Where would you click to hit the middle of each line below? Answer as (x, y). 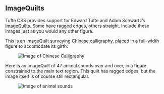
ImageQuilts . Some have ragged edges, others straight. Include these (77, 26)
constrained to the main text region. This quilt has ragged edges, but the (80, 71)
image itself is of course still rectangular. (47, 76)
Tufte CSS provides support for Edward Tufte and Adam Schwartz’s (75, 20)
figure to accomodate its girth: (37, 46)
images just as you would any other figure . (49, 31)
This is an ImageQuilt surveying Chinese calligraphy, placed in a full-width (82, 41)
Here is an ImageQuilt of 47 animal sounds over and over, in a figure (76, 65)
